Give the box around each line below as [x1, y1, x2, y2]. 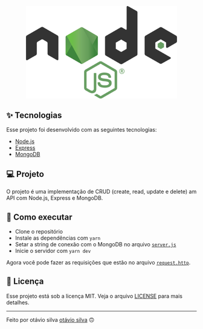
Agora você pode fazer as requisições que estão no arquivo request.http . [6, 258, 191, 266]
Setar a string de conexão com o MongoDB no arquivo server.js [14, 240, 176, 248]
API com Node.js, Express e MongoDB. [6, 194, 103, 202]
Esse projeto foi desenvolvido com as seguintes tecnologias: [6, 126, 157, 133]
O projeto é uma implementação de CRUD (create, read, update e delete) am [6, 188, 197, 196]
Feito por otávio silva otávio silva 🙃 [6, 316, 95, 323]
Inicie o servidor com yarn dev [14, 247, 91, 254]
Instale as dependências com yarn [14, 234, 101, 241]
